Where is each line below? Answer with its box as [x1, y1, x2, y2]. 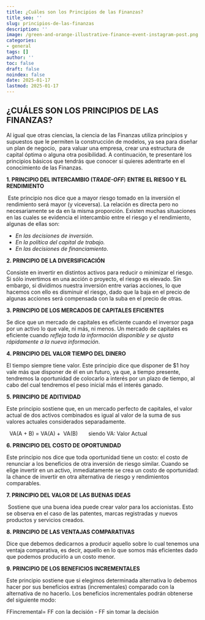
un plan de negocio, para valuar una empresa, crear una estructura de [6, 144, 185, 152]
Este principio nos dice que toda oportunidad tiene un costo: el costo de [6, 454, 188, 461]
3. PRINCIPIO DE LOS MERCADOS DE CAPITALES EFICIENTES [6, 307, 164, 314]
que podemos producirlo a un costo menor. [6, 553, 116, 560]
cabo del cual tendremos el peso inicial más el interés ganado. [6, 381, 163, 389]
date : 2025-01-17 [6, 77, 51, 83]
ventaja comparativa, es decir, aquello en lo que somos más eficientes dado [6, 546, 198, 554]
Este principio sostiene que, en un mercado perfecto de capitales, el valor [6, 405, 193, 412]
